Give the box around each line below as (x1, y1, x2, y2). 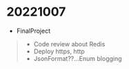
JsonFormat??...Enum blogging (33, 54, 122, 62)
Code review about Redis (33, 40, 106, 48)
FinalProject (16, 27, 51, 35)
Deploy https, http (33, 47, 86, 55)
